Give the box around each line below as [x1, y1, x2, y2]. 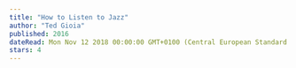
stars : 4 [9, 46, 42, 55]
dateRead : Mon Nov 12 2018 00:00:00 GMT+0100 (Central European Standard [9, 37, 288, 47]
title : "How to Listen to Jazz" [9, 12, 129, 22]
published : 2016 [9, 29, 69, 38]
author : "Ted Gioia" [9, 21, 86, 30]
